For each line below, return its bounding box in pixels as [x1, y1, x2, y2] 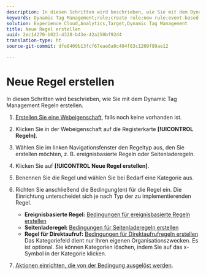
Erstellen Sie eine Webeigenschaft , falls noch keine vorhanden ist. [15, 113, 182, 121]
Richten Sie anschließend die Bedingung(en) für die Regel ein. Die [15, 186, 182, 193]
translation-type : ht [6, 37, 62, 43]
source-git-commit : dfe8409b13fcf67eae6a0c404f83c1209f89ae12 [6, 43, 169, 50]
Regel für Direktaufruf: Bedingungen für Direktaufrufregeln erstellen [24, 230, 199, 238]
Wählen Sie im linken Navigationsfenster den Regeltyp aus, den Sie [15, 143, 185, 151]
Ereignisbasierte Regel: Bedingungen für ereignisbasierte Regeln [24, 211, 191, 218]
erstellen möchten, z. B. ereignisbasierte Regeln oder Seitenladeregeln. [15, 150, 195, 157]
